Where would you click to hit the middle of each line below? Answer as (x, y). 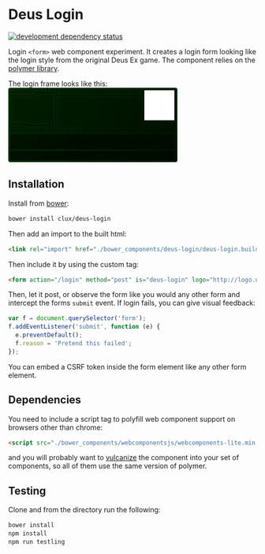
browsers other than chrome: (56, 427)
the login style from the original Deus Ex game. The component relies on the (132, 60)
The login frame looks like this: (58, 84)
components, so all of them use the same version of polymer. (108, 466)
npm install (28, 534)
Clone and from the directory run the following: (84, 510)
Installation (36, 184)
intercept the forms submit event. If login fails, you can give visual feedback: (132, 303)
